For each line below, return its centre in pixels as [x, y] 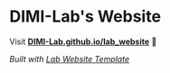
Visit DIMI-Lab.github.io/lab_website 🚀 [83, 41]
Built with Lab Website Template [69, 59]
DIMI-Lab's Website [85, 17]
